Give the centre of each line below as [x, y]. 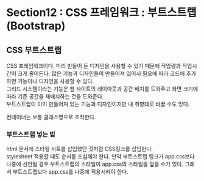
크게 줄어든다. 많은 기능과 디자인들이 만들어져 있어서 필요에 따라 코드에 [101, 73]
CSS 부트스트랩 [34, 50]
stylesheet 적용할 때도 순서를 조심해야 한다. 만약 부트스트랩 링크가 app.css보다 [100, 157]
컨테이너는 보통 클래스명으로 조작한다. [51, 117]
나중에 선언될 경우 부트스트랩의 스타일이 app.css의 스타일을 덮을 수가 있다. [95, 164]
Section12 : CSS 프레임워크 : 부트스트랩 [101, 13]
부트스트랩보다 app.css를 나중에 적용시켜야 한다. [71, 172]
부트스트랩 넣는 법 [31, 134]
